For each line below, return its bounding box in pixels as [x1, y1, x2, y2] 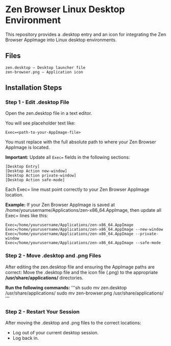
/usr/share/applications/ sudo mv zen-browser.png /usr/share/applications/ [5, 290, 164, 296]
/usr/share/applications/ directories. [5, 275, 84, 281]
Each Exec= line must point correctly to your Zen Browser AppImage [5, 186, 150, 192]
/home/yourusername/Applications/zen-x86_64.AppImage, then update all [5, 207, 162, 213]
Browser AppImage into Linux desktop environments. [5, 37, 117, 43]
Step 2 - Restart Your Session [5, 308, 80, 315]
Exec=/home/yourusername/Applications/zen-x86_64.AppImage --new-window [5, 227, 163, 232]
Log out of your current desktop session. [12, 330, 99, 336]
